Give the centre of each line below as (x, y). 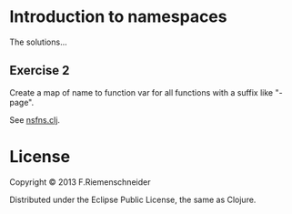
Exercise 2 (40, 71)
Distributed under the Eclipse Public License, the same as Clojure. (133, 199)
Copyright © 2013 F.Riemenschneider (80, 182)
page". (22, 102)
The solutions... (38, 42)
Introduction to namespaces (118, 17)
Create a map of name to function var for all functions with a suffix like (141, 92)
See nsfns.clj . (35, 119)
